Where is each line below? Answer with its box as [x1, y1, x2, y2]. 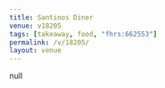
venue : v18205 [9, 21, 62, 30]
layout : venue [9, 46, 62, 55]
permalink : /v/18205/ [9, 37, 90, 47]
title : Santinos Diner [9, 12, 94, 22]
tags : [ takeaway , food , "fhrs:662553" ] [9, 29, 158, 38]
